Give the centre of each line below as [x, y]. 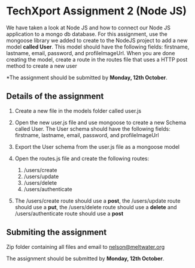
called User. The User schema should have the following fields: [92, 129]
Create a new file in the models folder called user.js [78, 111]
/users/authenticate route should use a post [69, 213]
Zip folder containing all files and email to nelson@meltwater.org [86, 246]
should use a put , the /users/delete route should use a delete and [96, 207]
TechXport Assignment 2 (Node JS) [97, 11]
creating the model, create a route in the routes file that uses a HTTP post [97, 59]
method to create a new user [42, 66]
